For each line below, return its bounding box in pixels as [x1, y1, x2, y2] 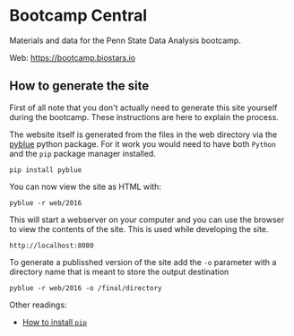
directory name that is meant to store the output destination [9, 266, 229, 277]
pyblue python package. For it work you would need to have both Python [9, 138, 276, 149]
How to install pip [22, 316, 88, 327]
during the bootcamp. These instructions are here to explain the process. [9, 111, 280, 122]
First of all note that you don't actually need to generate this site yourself [9, 102, 278, 113]
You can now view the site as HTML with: [9, 181, 161, 192]
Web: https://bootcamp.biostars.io [9, 52, 136, 63]
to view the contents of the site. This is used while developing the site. [9, 223, 269, 234]
